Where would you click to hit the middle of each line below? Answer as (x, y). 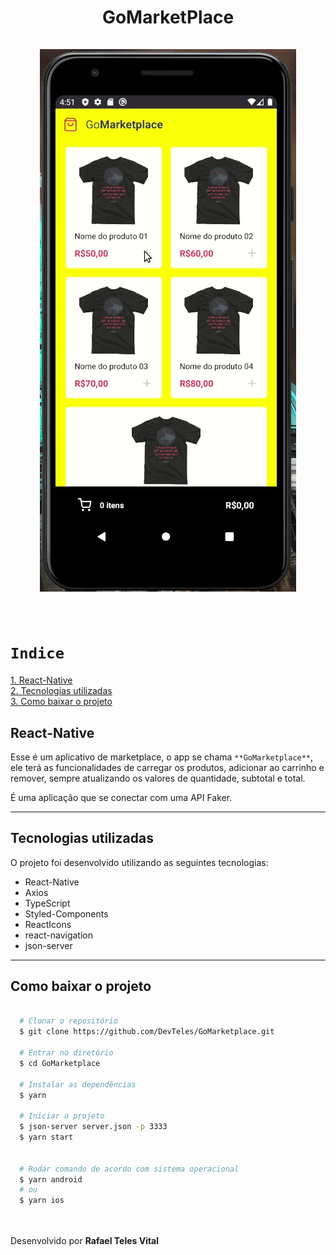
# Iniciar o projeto (62, 1116)
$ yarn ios (42, 1201)
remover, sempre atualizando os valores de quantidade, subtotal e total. (158, 778)
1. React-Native (41, 680)
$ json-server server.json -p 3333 (93, 1127)
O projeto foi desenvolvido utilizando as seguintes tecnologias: (139, 862)
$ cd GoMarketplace (60, 1063)
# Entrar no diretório (66, 1053)
